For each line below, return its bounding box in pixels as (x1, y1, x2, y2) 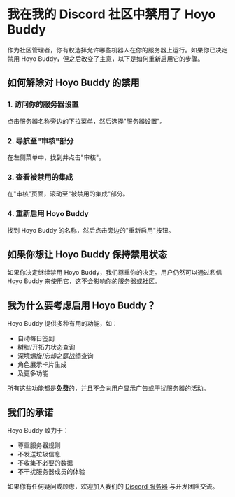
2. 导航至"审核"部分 (7, 136, 74, 145)
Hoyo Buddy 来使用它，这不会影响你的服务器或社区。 (7, 277, 161, 285)
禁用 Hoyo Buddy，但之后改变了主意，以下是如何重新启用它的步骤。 (7, 54, 204, 63)
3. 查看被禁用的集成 (7, 172, 73, 182)
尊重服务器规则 (17, 441, 61, 449)
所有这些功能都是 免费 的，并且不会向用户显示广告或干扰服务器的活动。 (7, 384, 210, 392)
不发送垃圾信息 (17, 449, 61, 458)
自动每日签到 (17, 334, 55, 343)
